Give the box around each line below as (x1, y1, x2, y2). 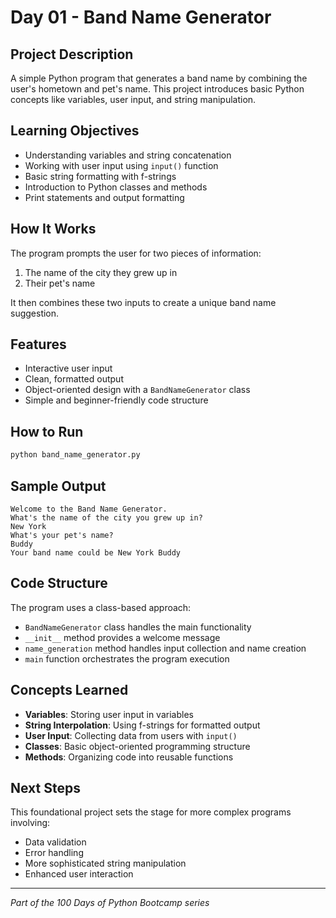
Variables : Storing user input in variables (24, 708, 194, 720)
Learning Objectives (10, 122, 140, 140)
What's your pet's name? (10, 530, 114, 540)
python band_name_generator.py (10, 450, 141, 460)
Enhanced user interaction (24, 868, 134, 880)
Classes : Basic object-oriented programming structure (24, 740, 251, 752)
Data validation (24, 836, 87, 848)
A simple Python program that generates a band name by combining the (10, 72, 308, 84)
